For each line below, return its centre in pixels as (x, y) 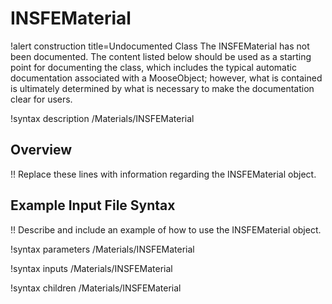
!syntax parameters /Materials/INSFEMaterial (102, 249)
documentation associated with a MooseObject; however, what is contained (166, 78)
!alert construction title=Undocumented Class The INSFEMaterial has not (160, 46)
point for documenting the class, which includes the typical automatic (153, 67)
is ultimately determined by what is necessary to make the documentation (162, 88)
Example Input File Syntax (93, 205)
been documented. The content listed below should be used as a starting (161, 56)
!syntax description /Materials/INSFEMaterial (102, 118)
